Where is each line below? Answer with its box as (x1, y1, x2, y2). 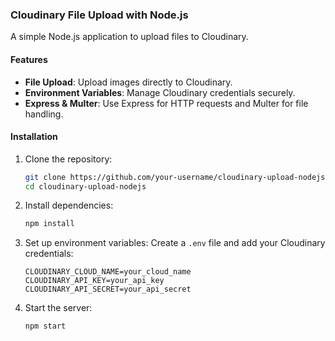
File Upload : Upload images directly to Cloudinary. (24, 76, 233, 88)
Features (10, 53, 48, 65)
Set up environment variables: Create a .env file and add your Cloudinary (24, 237, 326, 249)
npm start (24, 321, 67, 332)
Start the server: (24, 302, 93, 314)
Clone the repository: (24, 153, 113, 165)
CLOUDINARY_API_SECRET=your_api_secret (24, 284, 192, 295)
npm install (24, 219, 75, 229)
